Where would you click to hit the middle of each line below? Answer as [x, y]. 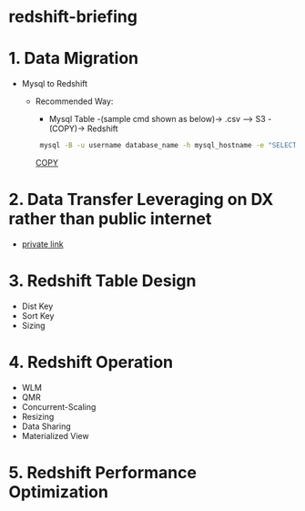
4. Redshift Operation [91, 363]
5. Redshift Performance [103, 473]
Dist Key [37, 306]
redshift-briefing [73, 17]
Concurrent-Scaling [59, 406]
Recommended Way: [74, 101]
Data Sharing [46, 426]
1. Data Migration [74, 59]
